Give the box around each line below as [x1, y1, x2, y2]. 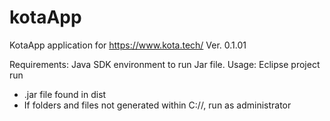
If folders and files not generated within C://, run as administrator [23, 99, 292, 111]
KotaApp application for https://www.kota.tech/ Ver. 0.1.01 [9, 39, 247, 51]
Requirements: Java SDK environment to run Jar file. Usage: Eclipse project [9, 58, 321, 70]
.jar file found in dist [23, 88, 107, 100]
